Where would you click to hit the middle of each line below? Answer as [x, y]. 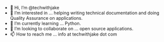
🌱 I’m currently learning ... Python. [45, 23]
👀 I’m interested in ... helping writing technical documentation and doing [85, 13]
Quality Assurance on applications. [46, 18]
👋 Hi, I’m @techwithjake [35, 8]
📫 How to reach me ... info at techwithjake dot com [63, 34]
